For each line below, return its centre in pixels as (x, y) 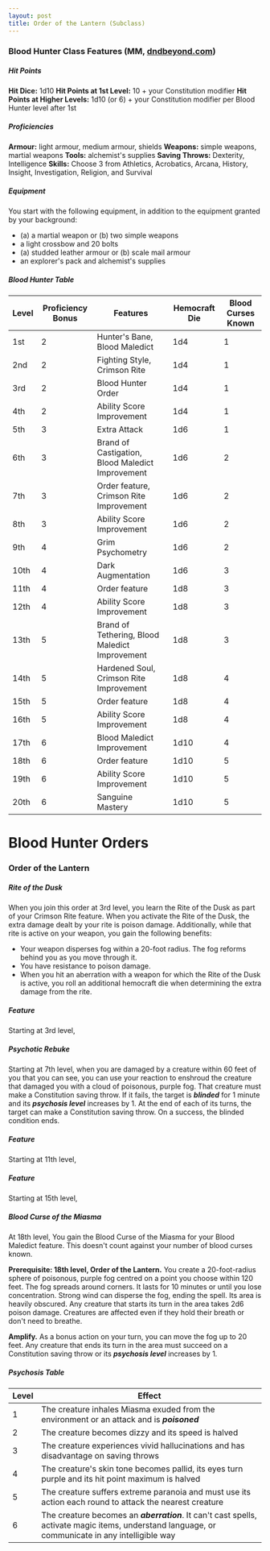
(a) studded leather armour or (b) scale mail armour (105, 253)
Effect (149, 1396)
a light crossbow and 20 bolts (69, 244)
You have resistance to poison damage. (85, 966)
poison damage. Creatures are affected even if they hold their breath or (127, 1313)
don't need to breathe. (45, 1321)
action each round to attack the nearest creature (132, 1502)
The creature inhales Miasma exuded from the (128, 1409)
